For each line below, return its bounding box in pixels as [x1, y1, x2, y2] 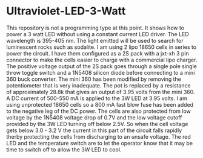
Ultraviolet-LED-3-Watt [6, 4, 126, 18]
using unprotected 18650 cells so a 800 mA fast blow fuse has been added [6, 101, 194, 108]
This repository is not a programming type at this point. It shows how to [6, 24, 185, 31]
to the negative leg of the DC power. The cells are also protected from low [6, 107, 191, 115]
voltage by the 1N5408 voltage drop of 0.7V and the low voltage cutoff [6, 113, 182, 121]
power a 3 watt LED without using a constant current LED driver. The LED [6, 30, 189, 37]
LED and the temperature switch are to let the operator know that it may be [6, 139, 193, 147]
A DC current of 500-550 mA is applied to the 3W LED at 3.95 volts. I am [6, 95, 188, 102]
